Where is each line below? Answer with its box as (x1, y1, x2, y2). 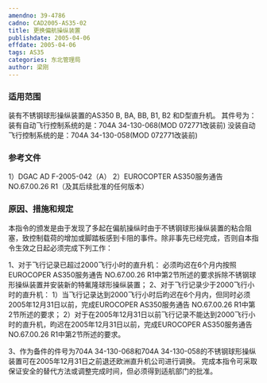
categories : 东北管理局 (8, 56, 81, 64)
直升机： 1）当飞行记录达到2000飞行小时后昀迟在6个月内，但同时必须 (21, 289, 251, 299)
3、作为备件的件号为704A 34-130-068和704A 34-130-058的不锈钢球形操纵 (8, 346, 257, 356)
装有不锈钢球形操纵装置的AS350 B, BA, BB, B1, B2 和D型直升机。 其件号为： (8, 110, 257, 120)
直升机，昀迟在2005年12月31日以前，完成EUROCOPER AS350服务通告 (21, 319, 253, 329)
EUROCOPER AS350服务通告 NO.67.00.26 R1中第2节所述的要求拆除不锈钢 (8, 269, 250, 279)
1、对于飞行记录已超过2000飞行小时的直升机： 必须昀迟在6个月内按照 (8, 260, 237, 269)
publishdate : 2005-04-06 (8, 33, 91, 42)
